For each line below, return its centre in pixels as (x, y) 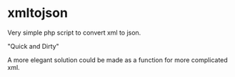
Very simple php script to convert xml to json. (74, 32)
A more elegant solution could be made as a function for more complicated (118, 60)
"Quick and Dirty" (33, 46)
